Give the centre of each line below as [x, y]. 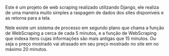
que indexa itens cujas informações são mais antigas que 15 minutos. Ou [81, 38]
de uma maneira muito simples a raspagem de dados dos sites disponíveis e [84, 13]
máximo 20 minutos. [26, 49]
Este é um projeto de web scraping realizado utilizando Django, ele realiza [82, 7]
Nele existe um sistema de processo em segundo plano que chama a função [85, 28]
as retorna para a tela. [28, 18]
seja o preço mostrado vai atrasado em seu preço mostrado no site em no [82, 44]
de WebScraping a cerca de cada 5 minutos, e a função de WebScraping [81, 33]
